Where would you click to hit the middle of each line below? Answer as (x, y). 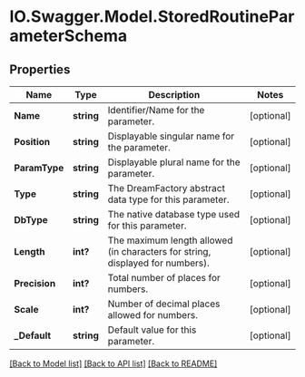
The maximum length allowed (170, 240)
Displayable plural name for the (174, 162)
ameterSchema (69, 36)
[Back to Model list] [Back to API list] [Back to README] (113, 363)
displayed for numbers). (159, 263)
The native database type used (174, 214)
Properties (40, 69)
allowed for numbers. (152, 315)
